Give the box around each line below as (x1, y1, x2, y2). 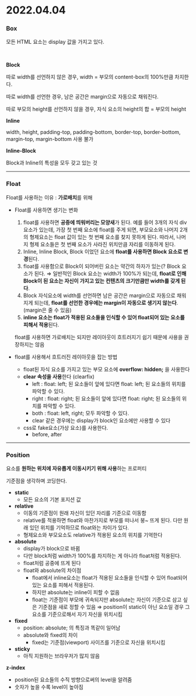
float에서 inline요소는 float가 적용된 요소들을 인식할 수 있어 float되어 (32, 574, 188, 581)
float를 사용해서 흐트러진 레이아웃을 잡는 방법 (14, 353, 118, 360)
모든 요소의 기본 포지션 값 (23, 496, 82, 503)
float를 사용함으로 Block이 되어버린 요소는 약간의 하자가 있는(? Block (23, 263, 181, 270)
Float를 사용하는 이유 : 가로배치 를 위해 (6, 194, 93, 201)
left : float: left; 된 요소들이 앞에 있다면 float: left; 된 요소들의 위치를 (32, 380, 186, 387)
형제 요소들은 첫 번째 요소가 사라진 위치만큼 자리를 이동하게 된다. (29, 240, 176, 247)
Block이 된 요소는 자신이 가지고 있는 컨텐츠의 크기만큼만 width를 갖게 (23, 277, 180, 284)
